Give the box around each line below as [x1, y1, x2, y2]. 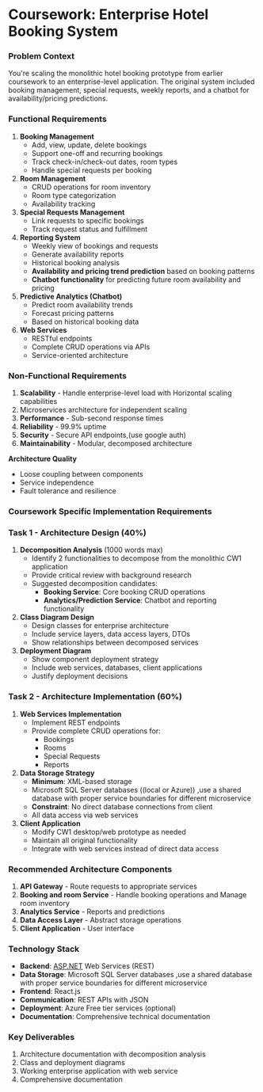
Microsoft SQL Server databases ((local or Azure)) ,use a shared [31, 785, 242, 794]
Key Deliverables [8, 1032, 75, 1043]
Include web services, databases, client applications [31, 663, 203, 672]
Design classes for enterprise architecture [31, 621, 169, 630]
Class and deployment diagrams [19, 1058, 125, 1067]
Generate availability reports [31, 249, 124, 259]
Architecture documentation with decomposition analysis [19, 1049, 206, 1059]
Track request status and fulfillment [31, 224, 148, 234]
